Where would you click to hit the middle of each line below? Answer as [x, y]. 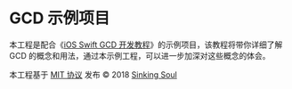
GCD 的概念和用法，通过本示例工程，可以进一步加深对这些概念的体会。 [140, 55]
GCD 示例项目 [60, 18]
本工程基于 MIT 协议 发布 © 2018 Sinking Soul [93, 74]
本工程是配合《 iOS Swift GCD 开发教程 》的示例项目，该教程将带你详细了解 [146, 44]
